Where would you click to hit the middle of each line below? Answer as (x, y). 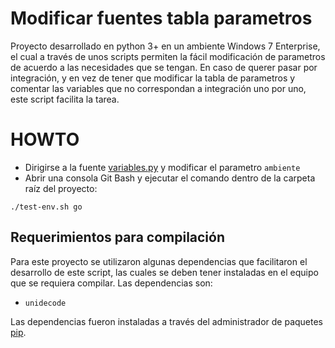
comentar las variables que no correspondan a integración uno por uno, (158, 88)
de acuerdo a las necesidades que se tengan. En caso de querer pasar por (164, 67)
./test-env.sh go (46, 207)
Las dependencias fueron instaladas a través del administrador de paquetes (166, 321)
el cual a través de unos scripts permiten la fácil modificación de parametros (168, 56)
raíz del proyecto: (61, 188)
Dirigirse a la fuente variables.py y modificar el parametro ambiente (162, 167)
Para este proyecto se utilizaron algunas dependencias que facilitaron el (159, 261)
